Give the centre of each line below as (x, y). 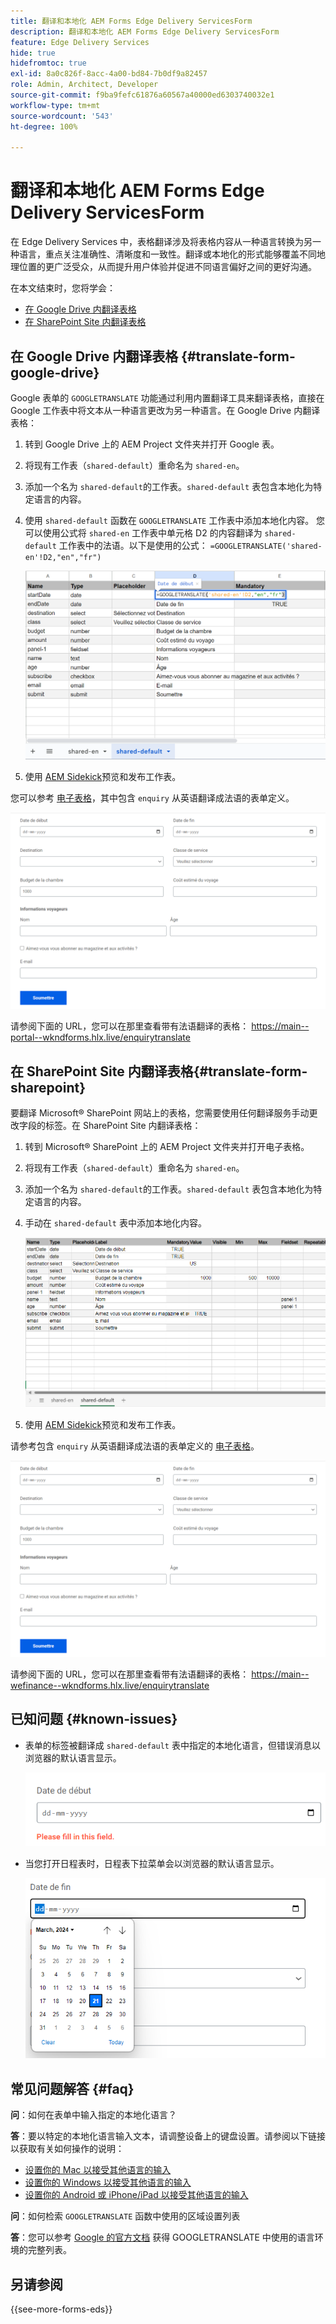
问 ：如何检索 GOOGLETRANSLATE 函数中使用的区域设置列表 (125, 2216)
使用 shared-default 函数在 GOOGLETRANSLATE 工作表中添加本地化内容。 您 (175, 520)
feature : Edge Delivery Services (80, 42)
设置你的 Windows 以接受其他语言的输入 (108, 2182)
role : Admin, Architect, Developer (84, 85)
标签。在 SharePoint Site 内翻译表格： (123, 1126)
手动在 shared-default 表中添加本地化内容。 (115, 1223)
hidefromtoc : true (48, 63)
